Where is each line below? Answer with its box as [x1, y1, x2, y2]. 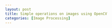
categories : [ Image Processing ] [5, 16, 70, 20]
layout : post [5, 7, 32, 12]
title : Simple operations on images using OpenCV [5, 11, 108, 16]
